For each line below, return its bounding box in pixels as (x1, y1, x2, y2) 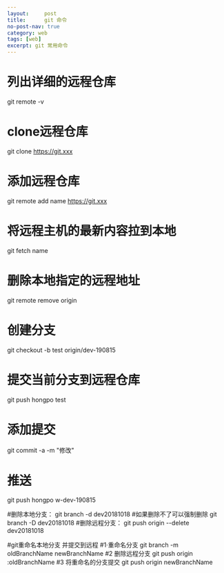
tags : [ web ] (7, 36, 41, 43)
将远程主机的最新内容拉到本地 (7, 223, 177, 238)
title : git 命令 (7, 17, 68, 24)
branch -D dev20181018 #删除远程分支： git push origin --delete (7, 519, 190, 527)
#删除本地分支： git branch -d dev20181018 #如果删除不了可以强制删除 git (7, 510, 217, 518)
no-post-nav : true (7, 23, 60, 30)
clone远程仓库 (7, 124, 88, 140)
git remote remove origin (7, 296, 77, 304)
